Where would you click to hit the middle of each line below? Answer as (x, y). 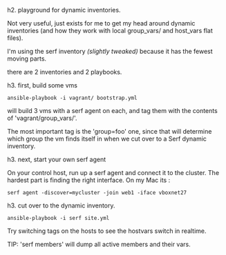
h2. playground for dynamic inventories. (64, 10)
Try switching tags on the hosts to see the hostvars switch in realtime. (107, 231)
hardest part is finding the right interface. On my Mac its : (89, 180)
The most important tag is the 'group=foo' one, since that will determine (110, 131)
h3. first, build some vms (43, 85)
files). (15, 38)
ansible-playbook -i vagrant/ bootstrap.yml (72, 98)
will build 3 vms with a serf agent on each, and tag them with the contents (112, 111)
